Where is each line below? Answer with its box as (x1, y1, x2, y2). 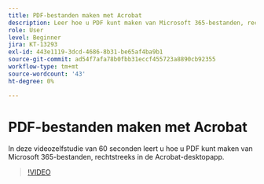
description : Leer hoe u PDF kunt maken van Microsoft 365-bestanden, (8, 19, 244, 27)
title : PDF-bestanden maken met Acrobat (8, 11, 143, 20)
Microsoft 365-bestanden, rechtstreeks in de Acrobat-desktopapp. (8, 153, 225, 162)
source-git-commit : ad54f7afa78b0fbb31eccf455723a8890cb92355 (8, 56, 216, 64)
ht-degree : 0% (8, 77, 55, 85)
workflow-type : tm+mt (8, 63, 79, 71)
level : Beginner (8, 33, 61, 42)
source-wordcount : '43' (8, 70, 86, 78)
